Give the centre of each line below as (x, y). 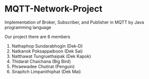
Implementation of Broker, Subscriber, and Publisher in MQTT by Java (74, 22)
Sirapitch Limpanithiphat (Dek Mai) (46, 71)
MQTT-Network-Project (53, 9)
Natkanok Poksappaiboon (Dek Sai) (47, 51)
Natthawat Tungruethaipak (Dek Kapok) (51, 56)
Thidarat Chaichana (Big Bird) (41, 61)
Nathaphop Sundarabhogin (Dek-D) (47, 46)
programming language (28, 27)
